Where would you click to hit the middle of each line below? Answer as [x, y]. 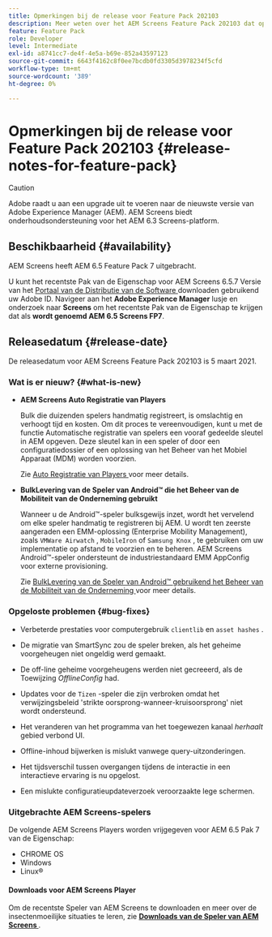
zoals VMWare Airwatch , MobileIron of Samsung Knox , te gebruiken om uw [142, 540]
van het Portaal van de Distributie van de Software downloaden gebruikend [134, 290]
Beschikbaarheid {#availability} [90, 246]
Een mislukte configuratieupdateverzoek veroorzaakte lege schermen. [137, 791]
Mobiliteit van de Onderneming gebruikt [89, 499]
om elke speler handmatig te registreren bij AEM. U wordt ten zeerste [135, 523]
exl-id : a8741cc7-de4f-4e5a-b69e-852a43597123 [88, 54]
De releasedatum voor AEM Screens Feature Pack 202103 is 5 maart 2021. [133, 361]
